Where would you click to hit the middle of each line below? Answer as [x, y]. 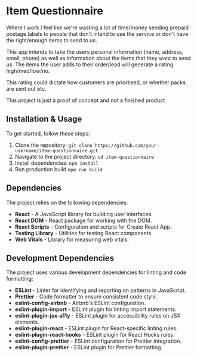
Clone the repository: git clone [53, 145]
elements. [27, 322]
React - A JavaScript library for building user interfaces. [84, 214]
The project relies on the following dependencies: [67, 202]
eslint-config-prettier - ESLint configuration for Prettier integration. [98, 341]
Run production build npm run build [59, 169]
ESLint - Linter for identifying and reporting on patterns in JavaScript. [100, 290]
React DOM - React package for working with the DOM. [83, 220]
